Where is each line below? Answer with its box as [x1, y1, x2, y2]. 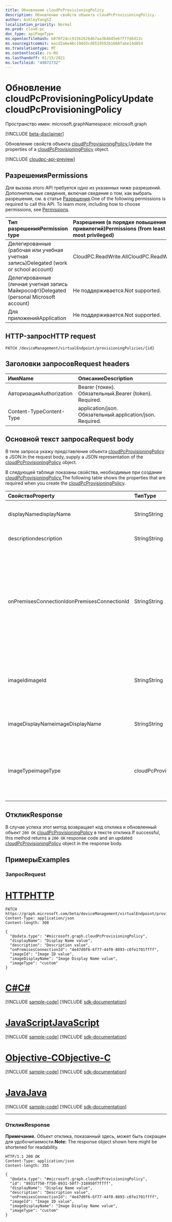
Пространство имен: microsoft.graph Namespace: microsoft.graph [5, 121, 147, 127]
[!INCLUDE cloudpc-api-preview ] [5, 156, 75, 162]
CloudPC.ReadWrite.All [73, 253, 128, 260]
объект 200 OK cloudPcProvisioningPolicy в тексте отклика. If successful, [5, 829, 160, 836]
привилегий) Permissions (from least [73, 225, 165, 232]
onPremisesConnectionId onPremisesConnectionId [8, 598, 130, 605]
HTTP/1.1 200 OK [5, 1154, 40, 1159]
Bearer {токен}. [78, 383, 115, 391]
